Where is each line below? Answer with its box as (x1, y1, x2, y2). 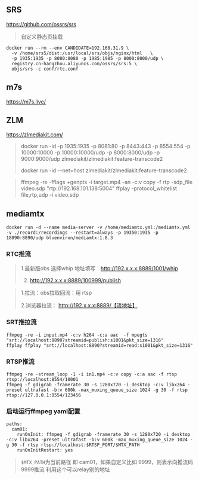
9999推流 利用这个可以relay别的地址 (20, 466, 110, 473)
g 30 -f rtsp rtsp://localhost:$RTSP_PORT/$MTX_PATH (6, 442, 140, 448)
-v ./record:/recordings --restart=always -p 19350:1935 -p (6, 230, 159, 236)
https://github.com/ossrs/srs (6, 20, 76, 28)
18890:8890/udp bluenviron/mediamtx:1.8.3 (6, 235, 113, 241)
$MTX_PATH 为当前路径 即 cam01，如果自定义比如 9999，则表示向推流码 (20, 459, 194, 466)
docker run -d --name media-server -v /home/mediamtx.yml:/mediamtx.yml (6, 224, 191, 231)
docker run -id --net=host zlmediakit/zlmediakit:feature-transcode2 (20, 167, 187, 174)
